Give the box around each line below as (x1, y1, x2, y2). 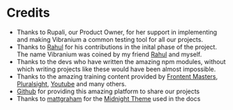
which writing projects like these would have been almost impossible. (16, 65, 216, 73)
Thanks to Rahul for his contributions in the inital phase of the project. (16, 42, 218, 51)
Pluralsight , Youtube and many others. (16, 79, 127, 88)
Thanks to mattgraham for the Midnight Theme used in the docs (16, 94, 201, 102)
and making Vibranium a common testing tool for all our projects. (16, 35, 204, 43)
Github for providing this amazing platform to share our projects (16, 87, 200, 95)
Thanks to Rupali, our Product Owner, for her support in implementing (16, 28, 218, 36)
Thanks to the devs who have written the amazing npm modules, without (16, 57, 226, 65)
